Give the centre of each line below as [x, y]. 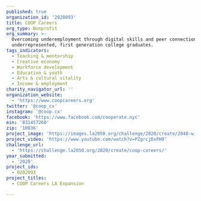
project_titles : [26, 178]
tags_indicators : [28, 51]
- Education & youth [37, 73]
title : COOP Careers [32, 23]
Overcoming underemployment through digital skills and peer [89, 39]
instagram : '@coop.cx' [34, 112]
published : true [26, 12]
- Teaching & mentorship [42, 56]
